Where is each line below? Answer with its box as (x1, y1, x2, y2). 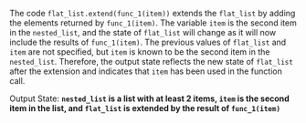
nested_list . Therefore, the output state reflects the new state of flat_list (9, 56, 294, 67)
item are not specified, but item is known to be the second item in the (9, 46, 270, 57)
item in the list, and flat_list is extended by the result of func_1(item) (9, 103, 281, 113)
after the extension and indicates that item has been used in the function (9, 66, 283, 77)
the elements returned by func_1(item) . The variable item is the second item (9, 17, 297, 28)
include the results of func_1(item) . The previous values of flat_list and (9, 36, 287, 47)
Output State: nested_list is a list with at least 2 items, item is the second (9, 93, 290, 104)
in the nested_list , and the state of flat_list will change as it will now (9, 27, 277, 37)
